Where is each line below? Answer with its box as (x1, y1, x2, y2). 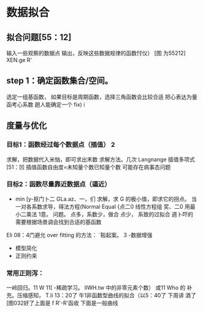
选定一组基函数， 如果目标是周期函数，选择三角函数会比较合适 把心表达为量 (6, 93, 197, 100)
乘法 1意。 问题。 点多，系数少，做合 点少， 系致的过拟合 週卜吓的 (26, 210, 194, 218)
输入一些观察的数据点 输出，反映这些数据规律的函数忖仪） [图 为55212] (6, 50, 186, 57)
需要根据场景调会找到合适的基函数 (15, 218, 102, 225)
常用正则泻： (6, 268, 45, 277)
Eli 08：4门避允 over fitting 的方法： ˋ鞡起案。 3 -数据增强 (6, 231, 153, 238)
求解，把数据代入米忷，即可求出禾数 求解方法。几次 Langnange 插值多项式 (6, 155, 195, 163)
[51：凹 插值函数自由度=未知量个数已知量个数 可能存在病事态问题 (6, 163, 171, 171)
